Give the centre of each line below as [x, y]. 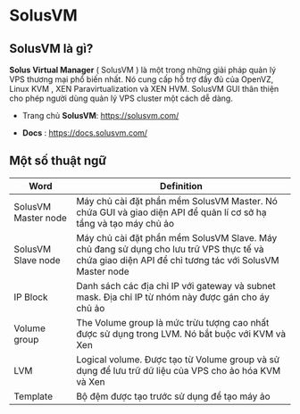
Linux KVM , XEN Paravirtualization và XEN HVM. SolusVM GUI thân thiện [144, 89]
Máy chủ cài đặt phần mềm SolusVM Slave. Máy [176, 237]
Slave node [37, 260]
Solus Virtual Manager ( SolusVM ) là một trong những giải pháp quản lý [143, 70]
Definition [181, 186]
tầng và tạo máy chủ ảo [125, 223]
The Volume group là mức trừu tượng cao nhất [172, 322]
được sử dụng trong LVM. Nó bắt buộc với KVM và [181, 334]
